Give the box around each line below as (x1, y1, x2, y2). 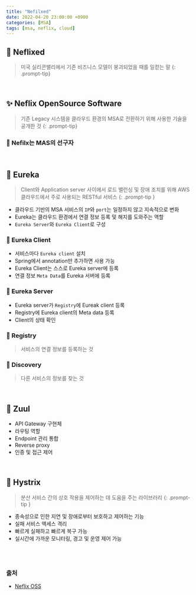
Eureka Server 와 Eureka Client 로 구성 (14, 220, 106, 227)
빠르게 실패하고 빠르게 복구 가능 (14, 527, 87, 535)
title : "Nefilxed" (6, 8, 51, 15)
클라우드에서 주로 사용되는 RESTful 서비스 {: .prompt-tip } (20, 193, 155, 200)
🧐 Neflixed (6, 47, 45, 57)
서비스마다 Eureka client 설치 (14, 250, 86, 257)
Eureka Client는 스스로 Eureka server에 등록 (14, 265, 119, 272)
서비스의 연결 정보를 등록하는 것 (20, 345, 93, 352)
